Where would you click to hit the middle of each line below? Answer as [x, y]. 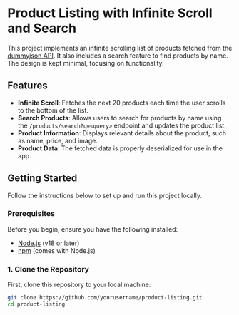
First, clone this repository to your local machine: [79, 285]
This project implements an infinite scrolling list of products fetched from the [120, 48]
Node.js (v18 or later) [49, 243]
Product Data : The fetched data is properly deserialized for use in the [120, 148]
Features [27, 86]
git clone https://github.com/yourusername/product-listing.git [105, 298]
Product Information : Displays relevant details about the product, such [122, 133]
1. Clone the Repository [48, 269]
